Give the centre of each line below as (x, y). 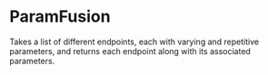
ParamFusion (60, 17)
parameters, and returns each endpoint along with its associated (130, 51)
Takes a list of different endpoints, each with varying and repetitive (134, 42)
